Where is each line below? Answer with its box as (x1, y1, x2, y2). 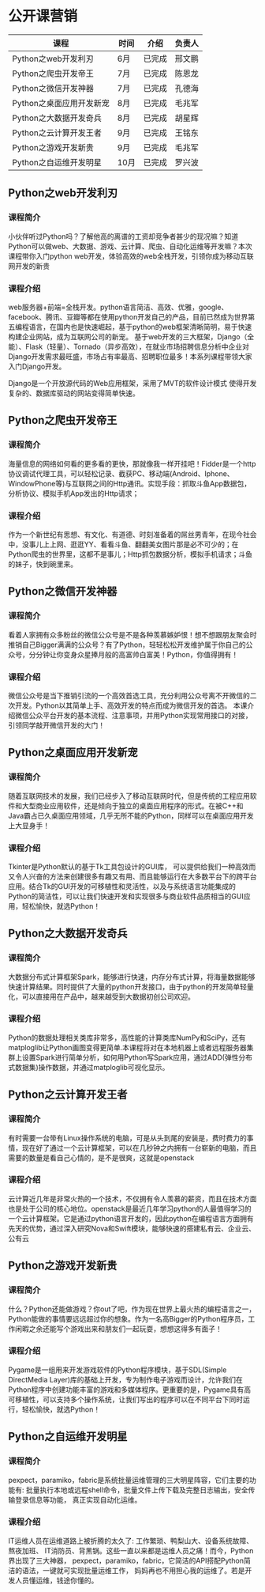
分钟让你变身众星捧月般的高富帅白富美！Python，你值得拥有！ (35, 649, 239, 659)
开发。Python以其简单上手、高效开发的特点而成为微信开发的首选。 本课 (14, 701, 248, 710)
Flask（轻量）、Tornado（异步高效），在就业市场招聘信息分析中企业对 (24, 342, 250, 351)
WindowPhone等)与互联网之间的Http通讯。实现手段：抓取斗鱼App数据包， (8, 478, 251, 488)
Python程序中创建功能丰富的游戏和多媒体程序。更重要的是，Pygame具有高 (8, 1385, 251, 1394)
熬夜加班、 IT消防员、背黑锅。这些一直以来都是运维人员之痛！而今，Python (8, 1545, 254, 1555)
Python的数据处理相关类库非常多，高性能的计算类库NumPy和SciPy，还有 (8, 1033, 246, 1042)
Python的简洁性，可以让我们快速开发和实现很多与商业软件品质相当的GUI (8, 891, 244, 901)
